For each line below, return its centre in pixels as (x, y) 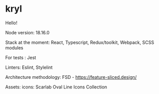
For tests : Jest (21, 57)
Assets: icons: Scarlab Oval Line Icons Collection (56, 87)
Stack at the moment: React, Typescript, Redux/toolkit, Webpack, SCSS (80, 42)
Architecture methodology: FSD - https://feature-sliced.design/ (71, 77)
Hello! (11, 23)
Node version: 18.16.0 (27, 32)
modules (14, 48)
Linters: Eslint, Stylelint (29, 67)
